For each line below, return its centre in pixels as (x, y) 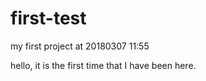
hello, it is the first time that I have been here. (103, 65)
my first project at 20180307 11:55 (80, 46)
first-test (48, 18)
